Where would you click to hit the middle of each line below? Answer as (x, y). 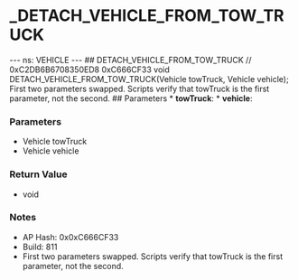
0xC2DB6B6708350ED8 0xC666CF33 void (89, 70)
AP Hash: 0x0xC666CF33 (70, 237)
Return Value (38, 174)
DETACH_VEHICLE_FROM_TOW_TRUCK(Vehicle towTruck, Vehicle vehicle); (149, 79)
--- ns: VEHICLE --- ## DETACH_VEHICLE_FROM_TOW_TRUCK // (130, 60)
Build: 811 (40, 247)
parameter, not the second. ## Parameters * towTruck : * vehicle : (131, 98)
